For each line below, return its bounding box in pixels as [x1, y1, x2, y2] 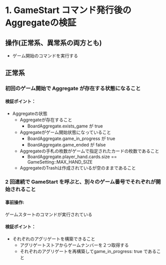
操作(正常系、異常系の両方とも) [5, 38, 102, 47]
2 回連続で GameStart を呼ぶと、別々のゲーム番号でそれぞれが [5, 178, 156, 185]
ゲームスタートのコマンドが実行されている [5, 211, 93, 217]
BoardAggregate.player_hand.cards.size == [27, 153, 117, 159]
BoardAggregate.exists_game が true [27, 123, 103, 129]
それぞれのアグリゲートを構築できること [12, 235, 96, 241]
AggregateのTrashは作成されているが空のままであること [19, 164, 136, 170]
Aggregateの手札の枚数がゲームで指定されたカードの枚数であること [19, 148, 160, 154]
